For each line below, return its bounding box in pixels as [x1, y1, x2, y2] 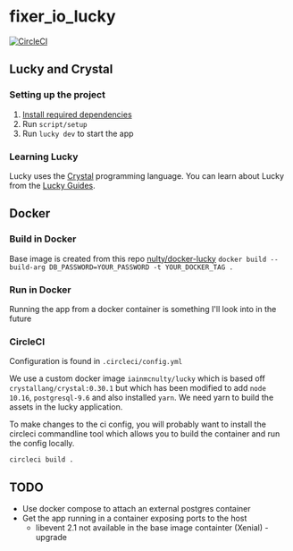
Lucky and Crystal [9, 62, 113, 77]
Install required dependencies [21, 109, 132, 120]
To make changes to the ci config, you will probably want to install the [9, 419, 266, 430]
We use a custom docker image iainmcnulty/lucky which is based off [9, 373, 265, 384]
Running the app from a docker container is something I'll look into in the [9, 303, 277, 314]
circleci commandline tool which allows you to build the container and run [9, 428, 280, 439]
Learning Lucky [9, 150, 79, 163]
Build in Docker [9, 233, 77, 245]
